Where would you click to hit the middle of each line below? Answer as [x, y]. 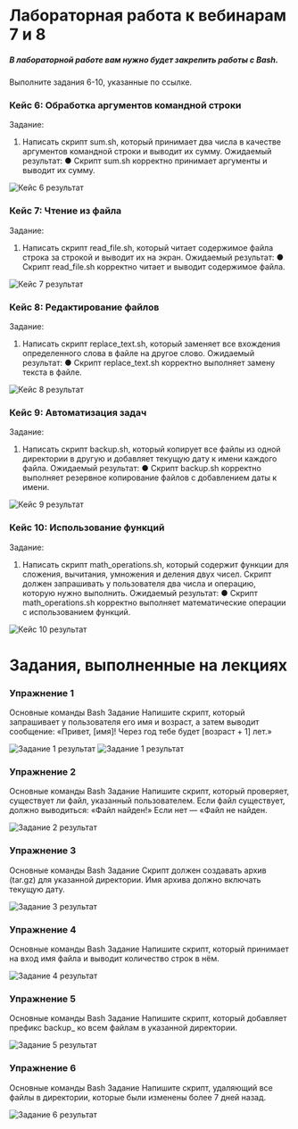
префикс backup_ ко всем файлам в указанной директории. [124, 1028]
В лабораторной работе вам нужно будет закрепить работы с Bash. [144, 60]
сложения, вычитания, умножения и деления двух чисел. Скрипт [147, 574]
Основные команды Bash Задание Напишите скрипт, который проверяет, [149, 792]
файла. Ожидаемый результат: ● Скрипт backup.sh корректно [141, 469]
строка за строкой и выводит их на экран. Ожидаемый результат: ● [153, 257]
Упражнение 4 [43, 929]
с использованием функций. [76, 611]
